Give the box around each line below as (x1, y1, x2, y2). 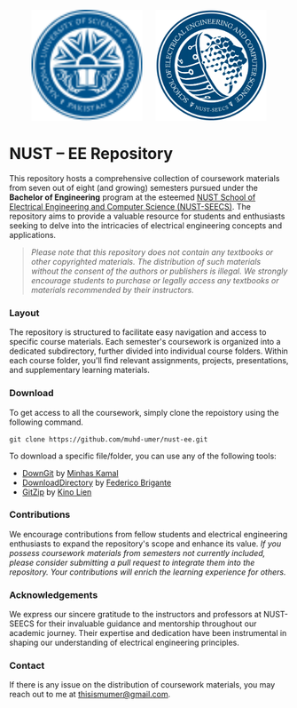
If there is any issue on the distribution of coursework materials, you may (9, 680, 276, 690)
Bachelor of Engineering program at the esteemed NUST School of (9, 192, 256, 203)
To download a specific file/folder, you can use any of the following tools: (9, 450, 277, 461)
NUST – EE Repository (9, 144, 174, 164)
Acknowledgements (9, 588, 98, 601)
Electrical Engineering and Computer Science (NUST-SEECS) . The (9, 201, 251, 211)
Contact (9, 659, 45, 672)
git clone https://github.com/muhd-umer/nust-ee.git (9, 434, 208, 444)
